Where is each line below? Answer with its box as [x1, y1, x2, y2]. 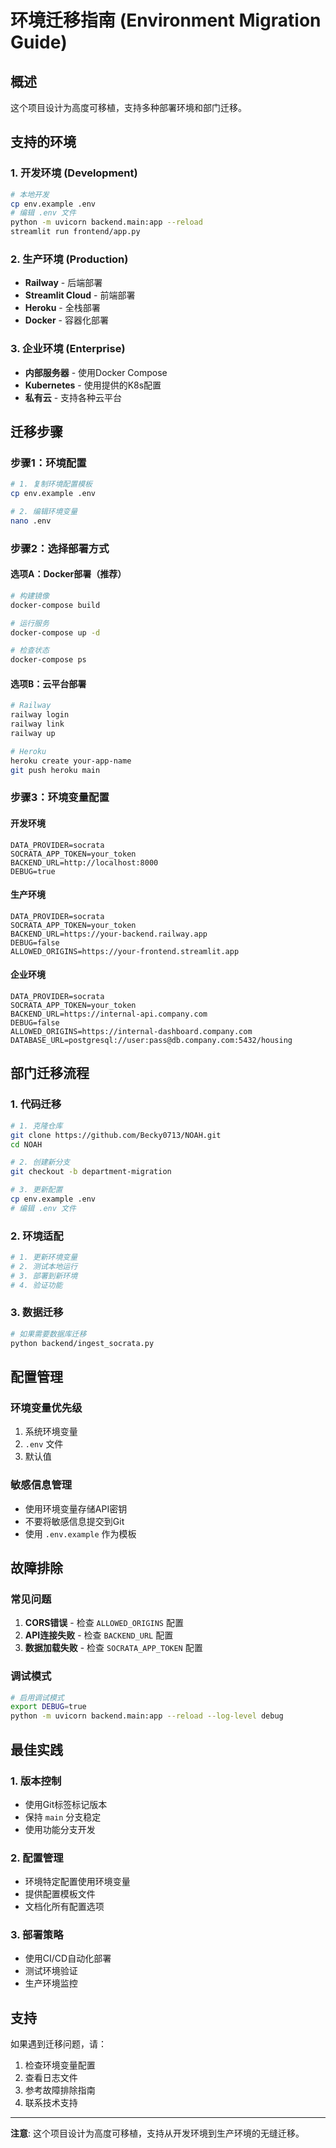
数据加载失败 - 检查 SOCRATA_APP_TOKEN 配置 [24, 1642, 203, 1654]
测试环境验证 [24, 1965, 78, 1977]
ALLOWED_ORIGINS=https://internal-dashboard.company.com [10, 1027, 253, 1037]
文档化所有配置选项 [24, 1901, 105, 1913]
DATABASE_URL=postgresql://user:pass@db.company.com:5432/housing [10, 1036, 293, 1046]
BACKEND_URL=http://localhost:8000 [10, 857, 159, 868]
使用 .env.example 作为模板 [24, 1527, 137, 1540]
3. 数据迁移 [10, 1306, 64, 1320]
